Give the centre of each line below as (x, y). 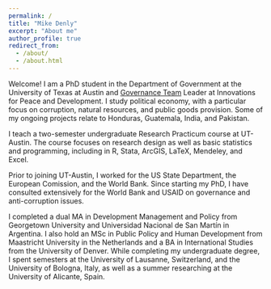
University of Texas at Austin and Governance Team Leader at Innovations (132, 92)
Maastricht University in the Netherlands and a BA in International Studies (131, 242)
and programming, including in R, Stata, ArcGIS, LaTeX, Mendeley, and (125, 151)
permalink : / (30, 16)
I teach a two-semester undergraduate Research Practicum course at (124, 133)
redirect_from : (34, 46)
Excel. (19, 159)
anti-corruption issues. (47, 201)
